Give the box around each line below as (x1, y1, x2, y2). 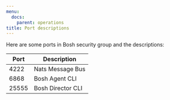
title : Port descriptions (6, 25, 69, 31)
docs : (11, 14, 25, 20)
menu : (6, 8, 19, 15)
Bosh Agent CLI (33, 75, 77, 83)
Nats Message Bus (33, 65, 86, 74)
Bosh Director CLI (33, 84, 83, 92)
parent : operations (16, 19, 64, 25)
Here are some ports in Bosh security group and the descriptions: (6, 41, 165, 48)
